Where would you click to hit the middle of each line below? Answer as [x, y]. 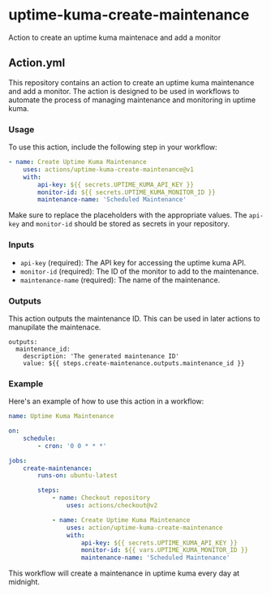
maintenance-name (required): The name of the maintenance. [120, 280]
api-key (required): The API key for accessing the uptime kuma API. [133, 262]
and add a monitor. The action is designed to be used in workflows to [124, 91]
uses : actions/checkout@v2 [112, 506]
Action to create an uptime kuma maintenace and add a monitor [115, 37]
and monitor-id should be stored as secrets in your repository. [125, 224]
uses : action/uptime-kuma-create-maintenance [144, 528]
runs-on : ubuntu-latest [77, 476]
